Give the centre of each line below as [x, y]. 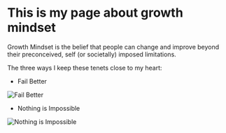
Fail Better [32, 81]
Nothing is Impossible [49, 108]
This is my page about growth [95, 13]
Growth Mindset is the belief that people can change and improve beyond [113, 47]
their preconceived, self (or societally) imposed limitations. [92, 54]
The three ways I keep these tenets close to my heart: [85, 68]
